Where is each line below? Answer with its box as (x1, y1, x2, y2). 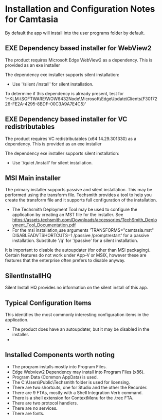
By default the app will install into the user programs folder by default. (5, 30, 145, 36)
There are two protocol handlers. (12, 400, 78, 406)
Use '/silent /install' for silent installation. (12, 81, 93, 87)
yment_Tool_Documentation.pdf (12, 222, 76, 228)
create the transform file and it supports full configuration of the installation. (5, 197, 157, 203)
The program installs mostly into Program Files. (12, 363, 107, 369)
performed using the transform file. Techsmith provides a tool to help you (5, 192, 152, 198)
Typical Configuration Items (5, 299, 91, 307)
